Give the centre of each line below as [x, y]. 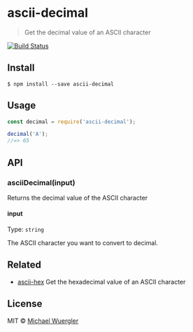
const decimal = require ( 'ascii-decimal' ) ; [72, 122]
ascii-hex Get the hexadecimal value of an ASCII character [101, 282]
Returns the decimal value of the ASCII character [78, 198]
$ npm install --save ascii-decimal [60, 84]
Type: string [26, 230]
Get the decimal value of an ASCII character [87, 32]
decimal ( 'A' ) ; [28, 134]
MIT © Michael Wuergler [43, 321]
